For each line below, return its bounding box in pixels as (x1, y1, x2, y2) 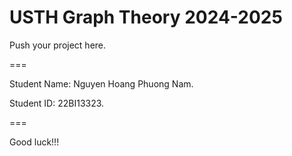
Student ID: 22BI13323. (9, 97, 105, 109)
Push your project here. (9, 39, 107, 51)
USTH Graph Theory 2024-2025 (9, 6, 283, 29)
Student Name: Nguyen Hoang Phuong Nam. (9, 77, 194, 90)
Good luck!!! (9, 136, 60, 148)
